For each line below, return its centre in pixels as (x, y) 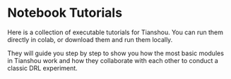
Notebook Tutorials (65, 13)
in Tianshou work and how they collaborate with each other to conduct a (113, 60)
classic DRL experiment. (42, 68)
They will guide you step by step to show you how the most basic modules (116, 53)
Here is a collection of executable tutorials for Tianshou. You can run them (115, 32)
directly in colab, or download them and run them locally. (90, 39)
